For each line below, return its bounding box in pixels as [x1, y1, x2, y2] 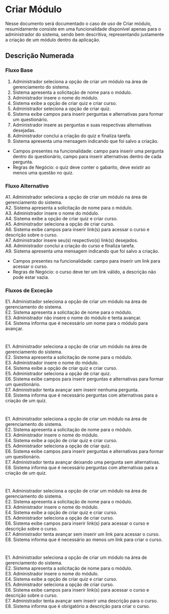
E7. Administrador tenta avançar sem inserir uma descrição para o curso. [5, 598, 158, 604]
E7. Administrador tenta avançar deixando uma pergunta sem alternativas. [5, 459, 160, 465]
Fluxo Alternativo [5, 182, 49, 189]
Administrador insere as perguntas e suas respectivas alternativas [12, 121, 152, 128]
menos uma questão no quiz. [12, 169, 74, 175]
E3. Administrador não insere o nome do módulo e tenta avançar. [5, 315, 142, 321]
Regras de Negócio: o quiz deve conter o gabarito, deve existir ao [12, 164, 151, 170]
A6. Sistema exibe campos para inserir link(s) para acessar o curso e [5, 226, 150, 233]
